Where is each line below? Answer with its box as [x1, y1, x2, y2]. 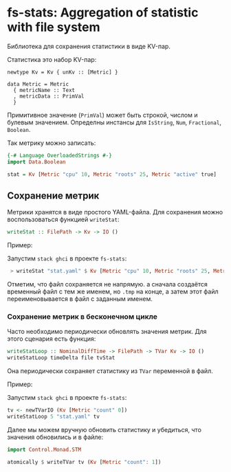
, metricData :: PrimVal [13, 93, 85, 100]
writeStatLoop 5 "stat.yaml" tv [7, 414, 100, 420]
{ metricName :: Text [13, 87, 76, 93]
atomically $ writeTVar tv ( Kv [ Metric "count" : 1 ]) [7, 458, 162, 465]
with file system [7, 19, 101, 35]
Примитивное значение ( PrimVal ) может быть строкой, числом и [7, 111, 198, 119]
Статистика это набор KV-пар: [7, 55, 97, 63]
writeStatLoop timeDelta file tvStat [7, 355, 115, 361]
